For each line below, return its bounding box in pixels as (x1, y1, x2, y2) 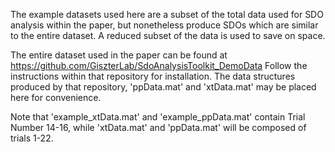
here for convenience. (10, 92, 102, 103)
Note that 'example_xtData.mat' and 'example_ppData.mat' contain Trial (10, 111, 306, 123)
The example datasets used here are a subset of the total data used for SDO (10, 9, 324, 20)
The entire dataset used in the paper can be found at (10, 49, 228, 61)
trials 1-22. (10, 132, 54, 144)
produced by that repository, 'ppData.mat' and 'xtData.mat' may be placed (10, 81, 317, 93)
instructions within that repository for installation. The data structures (10, 70, 296, 82)
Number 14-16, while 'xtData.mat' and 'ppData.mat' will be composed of (10, 122, 307, 133)
